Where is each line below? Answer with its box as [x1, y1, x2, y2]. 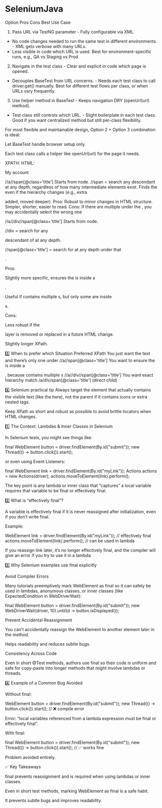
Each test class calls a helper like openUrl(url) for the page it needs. [5, 151, 140, 156]
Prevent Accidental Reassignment [5, 617, 73, 623]
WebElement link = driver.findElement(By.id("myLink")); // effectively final [5, 533, 151, 538]
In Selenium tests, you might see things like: [5, 434, 93, 440]
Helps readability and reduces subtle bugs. [5, 641, 91, 647]
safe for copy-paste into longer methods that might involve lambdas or [5, 665, 146, 671]
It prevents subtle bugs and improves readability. [5, 797, 103, 803]
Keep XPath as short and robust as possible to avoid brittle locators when [5, 408, 151, 414]
